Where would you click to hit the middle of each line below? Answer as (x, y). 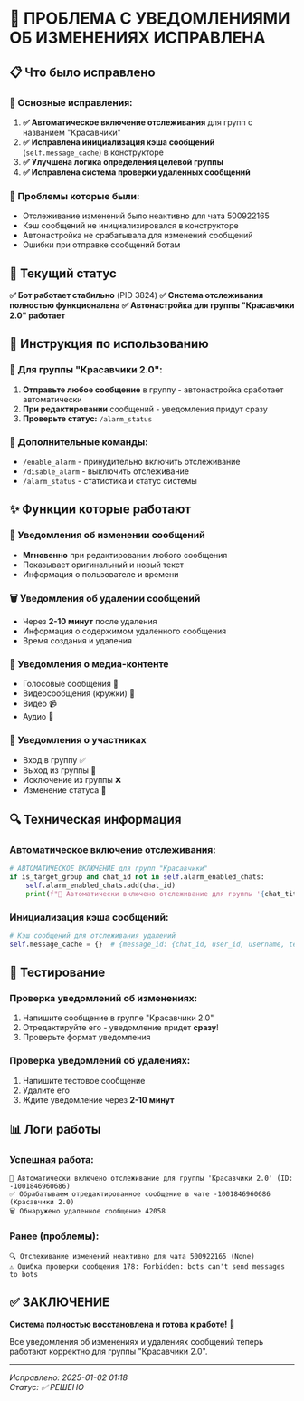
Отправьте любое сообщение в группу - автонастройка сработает (153, 390)
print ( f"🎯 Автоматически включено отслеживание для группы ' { (145, 894)
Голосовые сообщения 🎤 (71, 684)
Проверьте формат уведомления (86, 1038)
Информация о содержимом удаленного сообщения (124, 631)
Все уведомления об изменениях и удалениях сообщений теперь (137, 1341)
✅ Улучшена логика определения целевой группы (123, 161)
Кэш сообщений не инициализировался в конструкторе (130, 226)
